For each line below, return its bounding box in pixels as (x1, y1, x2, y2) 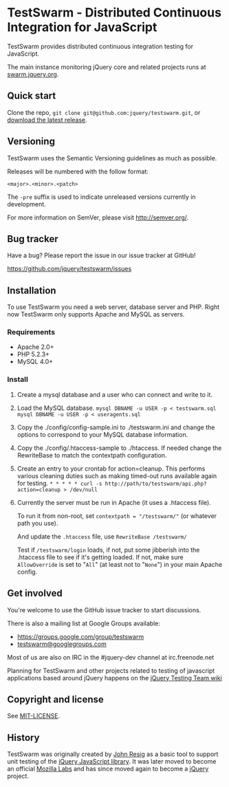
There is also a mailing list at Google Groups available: (7, 619, 160, 627)
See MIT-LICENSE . (7, 712, 61, 720)
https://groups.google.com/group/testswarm (17, 632, 144, 640)
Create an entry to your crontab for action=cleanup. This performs (17, 464, 206, 473)
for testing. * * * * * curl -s (17, 479, 102, 487)
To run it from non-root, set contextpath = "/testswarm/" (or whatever (17, 511, 217, 520)
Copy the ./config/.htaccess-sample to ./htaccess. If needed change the (17, 444, 222, 452)
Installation (7, 284, 56, 297)
